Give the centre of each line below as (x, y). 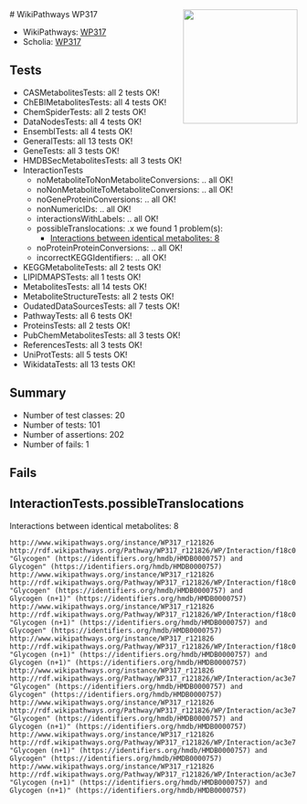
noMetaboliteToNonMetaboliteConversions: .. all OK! (135, 180)
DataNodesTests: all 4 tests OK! (82, 122)
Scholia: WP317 (52, 42)
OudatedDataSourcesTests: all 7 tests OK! (101, 306)
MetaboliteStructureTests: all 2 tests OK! (98, 296)
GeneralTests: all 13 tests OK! (78, 141)
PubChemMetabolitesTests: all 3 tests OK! (101, 335)
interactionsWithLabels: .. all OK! (97, 218)
